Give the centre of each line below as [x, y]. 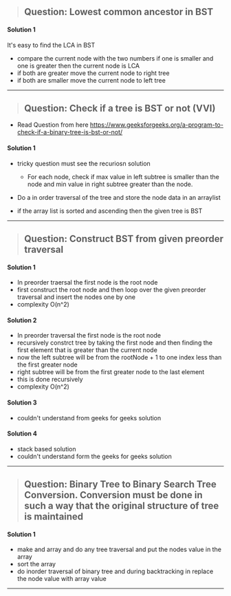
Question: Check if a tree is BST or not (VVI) [120, 108]
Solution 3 [22, 402]
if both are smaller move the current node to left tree [91, 80]
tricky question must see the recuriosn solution [84, 163]
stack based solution [47, 449]
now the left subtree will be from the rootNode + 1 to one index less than [119, 358]
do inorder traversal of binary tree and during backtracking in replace [115, 571]
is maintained [54, 517]
